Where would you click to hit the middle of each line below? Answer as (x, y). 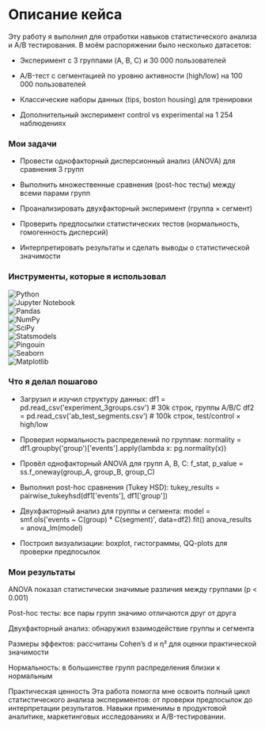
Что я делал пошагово (53, 382)
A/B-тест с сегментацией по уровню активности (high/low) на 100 (131, 75)
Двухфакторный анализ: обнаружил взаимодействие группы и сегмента (131, 628)
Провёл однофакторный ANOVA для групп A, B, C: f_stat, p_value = (131, 463)
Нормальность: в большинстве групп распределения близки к (114, 668)
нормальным (30, 676)
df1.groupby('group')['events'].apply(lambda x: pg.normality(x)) (123, 448)
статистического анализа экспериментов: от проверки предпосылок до (131, 700)
